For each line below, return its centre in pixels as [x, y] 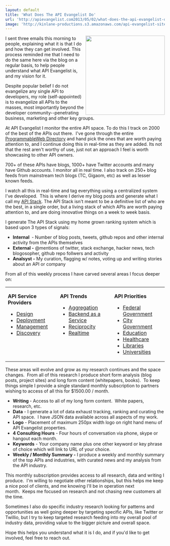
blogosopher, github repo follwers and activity [60, 253]
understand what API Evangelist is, [41, 71]
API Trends [74, 296]
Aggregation [83, 308]
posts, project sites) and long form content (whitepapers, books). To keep [83, 380]
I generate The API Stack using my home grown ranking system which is [81, 222]
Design [25, 314]
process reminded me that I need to [42, 55]
